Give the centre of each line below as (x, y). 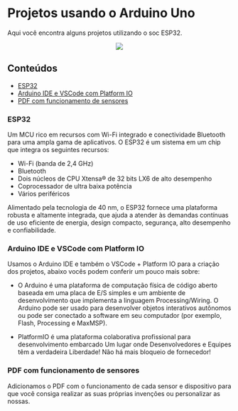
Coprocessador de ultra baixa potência (75, 186)
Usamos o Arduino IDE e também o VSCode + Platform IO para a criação (114, 264)
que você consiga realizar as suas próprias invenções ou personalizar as (114, 393)
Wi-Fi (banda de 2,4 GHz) (55, 164)
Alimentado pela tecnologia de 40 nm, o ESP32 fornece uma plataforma (113, 208)
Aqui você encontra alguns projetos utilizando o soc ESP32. (95, 33)
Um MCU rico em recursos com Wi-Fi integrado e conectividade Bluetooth (117, 135)
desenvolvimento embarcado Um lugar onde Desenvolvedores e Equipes (125, 345)
